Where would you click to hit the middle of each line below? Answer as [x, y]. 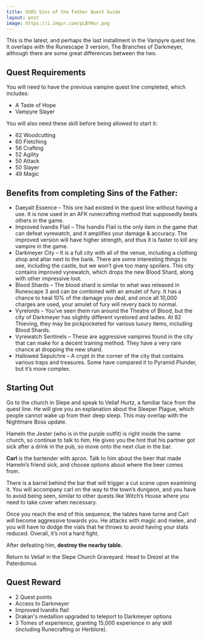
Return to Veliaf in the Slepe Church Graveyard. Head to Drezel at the [93, 556]
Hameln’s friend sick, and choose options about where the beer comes [95, 464]
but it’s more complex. [43, 369]
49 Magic [27, 174]
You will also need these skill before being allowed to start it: [82, 123]
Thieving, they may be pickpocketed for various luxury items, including [104, 323]
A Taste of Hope [36, 105]
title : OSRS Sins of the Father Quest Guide [63, 12]
